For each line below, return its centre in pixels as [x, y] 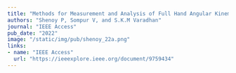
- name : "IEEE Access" [40, 53]
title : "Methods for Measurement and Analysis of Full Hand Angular [110, 14]
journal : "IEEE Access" [42, 26]
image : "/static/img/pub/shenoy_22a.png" [69, 40]
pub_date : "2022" [33, 33]
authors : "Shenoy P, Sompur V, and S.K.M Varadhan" [84, 20]
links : [17, 46]
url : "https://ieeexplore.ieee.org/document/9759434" [94, 59]
